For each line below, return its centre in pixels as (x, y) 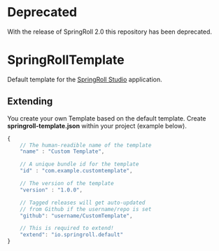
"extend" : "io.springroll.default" (72, 235)
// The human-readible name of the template (86, 145)
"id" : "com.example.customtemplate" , (76, 171)
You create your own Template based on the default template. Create (107, 118)
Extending (30, 101)
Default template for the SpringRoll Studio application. (85, 79)
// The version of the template (67, 184)
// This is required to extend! (67, 229)
